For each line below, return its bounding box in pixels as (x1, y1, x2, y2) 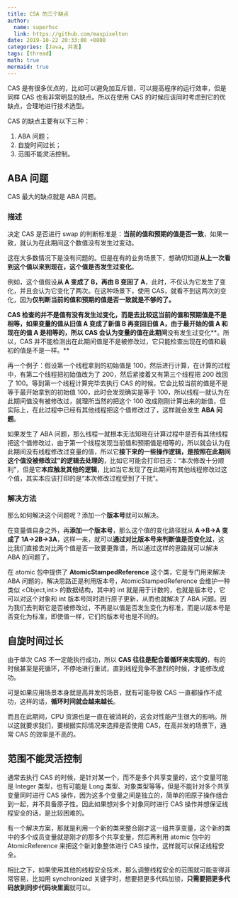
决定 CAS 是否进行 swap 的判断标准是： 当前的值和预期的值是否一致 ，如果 (7, 229, 223, 238)
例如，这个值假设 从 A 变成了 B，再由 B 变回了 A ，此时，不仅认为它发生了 (7, 277, 220, 286)
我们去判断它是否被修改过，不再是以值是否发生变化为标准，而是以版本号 (13, 604, 225, 612)
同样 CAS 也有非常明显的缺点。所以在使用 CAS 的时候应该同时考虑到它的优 (7, 92, 226, 101)
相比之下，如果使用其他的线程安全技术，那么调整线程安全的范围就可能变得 (7, 865, 225, 874)
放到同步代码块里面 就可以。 (13, 883, 94, 892)
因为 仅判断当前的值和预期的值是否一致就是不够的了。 (19, 295, 175, 304)
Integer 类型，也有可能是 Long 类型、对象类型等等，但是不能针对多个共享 (15, 781, 230, 790)
